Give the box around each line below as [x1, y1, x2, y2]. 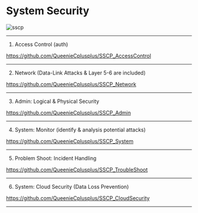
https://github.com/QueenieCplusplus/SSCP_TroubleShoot [6, 166, 148, 173]
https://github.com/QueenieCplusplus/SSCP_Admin [6, 109, 131, 116]
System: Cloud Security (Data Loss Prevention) [14, 183, 129, 190]
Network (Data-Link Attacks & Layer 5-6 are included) [14, 69, 146, 76]
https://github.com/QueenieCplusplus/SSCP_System [6, 137, 134, 144]
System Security [6, 4, 90, 18]
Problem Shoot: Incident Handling [14, 154, 97, 162]
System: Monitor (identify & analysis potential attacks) [14, 126, 146, 133]
